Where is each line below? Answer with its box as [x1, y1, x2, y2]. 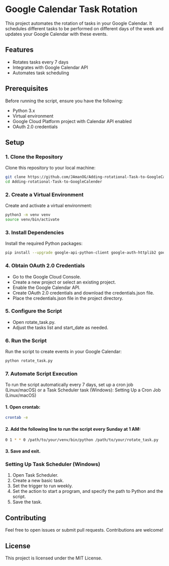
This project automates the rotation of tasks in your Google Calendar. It [5, 20, 152, 26]
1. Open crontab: [5, 404, 41, 410]
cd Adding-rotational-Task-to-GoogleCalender [5, 179, 102, 185]
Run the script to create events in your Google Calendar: [5, 349, 122, 355]
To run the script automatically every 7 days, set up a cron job [5, 382, 133, 388]
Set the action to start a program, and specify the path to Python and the [12, 488, 163, 494]
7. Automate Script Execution [5, 370, 78, 377]
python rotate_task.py [5, 358, 53, 364]
